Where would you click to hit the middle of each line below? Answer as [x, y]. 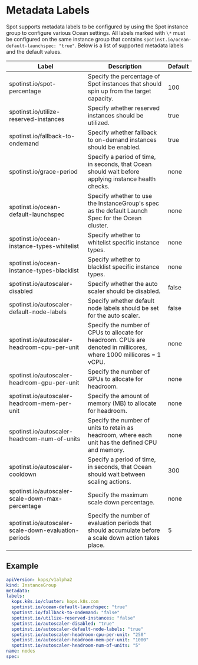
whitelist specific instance [124, 242]
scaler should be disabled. [124, 291]
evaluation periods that [119, 523]
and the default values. [34, 51]
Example [22, 566]
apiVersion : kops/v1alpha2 [39, 579]
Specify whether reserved [124, 108]
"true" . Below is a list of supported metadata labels [121, 45]
